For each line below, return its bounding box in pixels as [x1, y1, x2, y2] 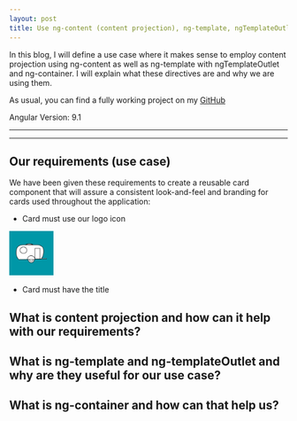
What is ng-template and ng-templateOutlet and [9, 355, 280, 370]
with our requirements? [9, 324, 141, 339]
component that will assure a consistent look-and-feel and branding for [9, 187, 269, 198]
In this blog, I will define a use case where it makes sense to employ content [9, 49, 286, 59]
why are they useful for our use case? [9, 368, 221, 383]
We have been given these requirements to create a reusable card [9, 177, 250, 188]
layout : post [9, 14, 57, 23]
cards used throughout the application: [9, 196, 151, 207]
